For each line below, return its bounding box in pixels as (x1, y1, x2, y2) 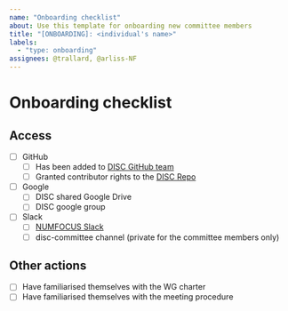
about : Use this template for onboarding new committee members (9, 21, 252, 30)
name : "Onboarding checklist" (9, 12, 122, 22)
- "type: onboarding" (17, 46, 98, 55)
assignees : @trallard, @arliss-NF (9, 54, 138, 63)
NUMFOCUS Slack (35, 221, 104, 232)
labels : (9, 37, 38, 47)
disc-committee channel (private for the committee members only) (35, 232, 280, 243)
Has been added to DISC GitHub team (35, 162, 175, 172)
